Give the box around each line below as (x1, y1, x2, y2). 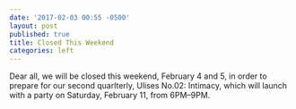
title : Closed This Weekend (9, 38, 115, 47)
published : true (9, 29, 70, 38)
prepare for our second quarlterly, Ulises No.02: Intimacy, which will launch (9, 80, 288, 91)
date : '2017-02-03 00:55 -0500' (9, 13, 130, 22)
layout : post (9, 21, 58, 30)
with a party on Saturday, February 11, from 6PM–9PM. (9, 90, 211, 101)
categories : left (9, 46, 74, 55)
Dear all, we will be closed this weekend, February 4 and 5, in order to (9, 71, 267, 81)
